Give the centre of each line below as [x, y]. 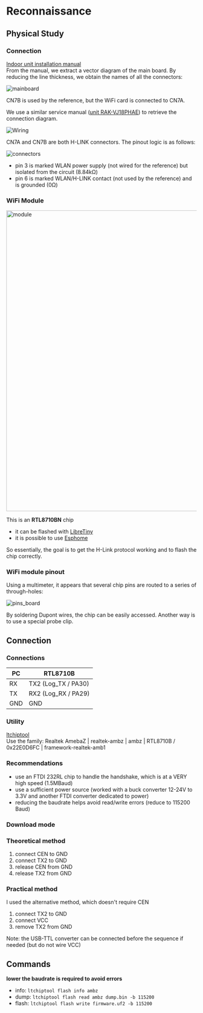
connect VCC [32, 920]
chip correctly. [24, 557]
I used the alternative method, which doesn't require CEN [78, 902]
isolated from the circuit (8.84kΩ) [56, 172]
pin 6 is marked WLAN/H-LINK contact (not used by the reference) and [103, 178]
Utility [15, 721]
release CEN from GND [44, 867]
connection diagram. [32, 118]
